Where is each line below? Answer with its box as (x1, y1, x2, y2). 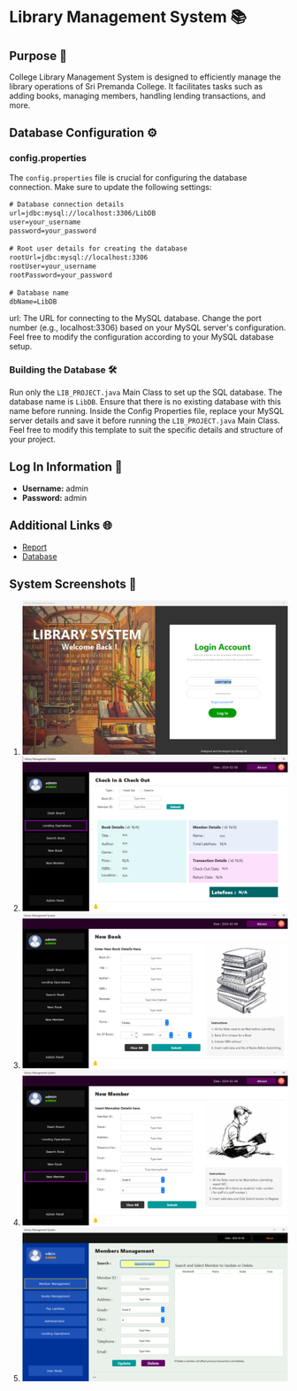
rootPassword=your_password (9, 271, 113, 280)
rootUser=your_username (9, 262, 97, 271)
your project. (9, 434, 56, 444)
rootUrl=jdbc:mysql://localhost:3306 (9, 253, 148, 262)
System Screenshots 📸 (9, 577, 137, 591)
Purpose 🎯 (9, 48, 68, 63)
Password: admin (21, 492, 87, 503)
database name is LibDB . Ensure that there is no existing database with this (9, 396, 281, 407)
